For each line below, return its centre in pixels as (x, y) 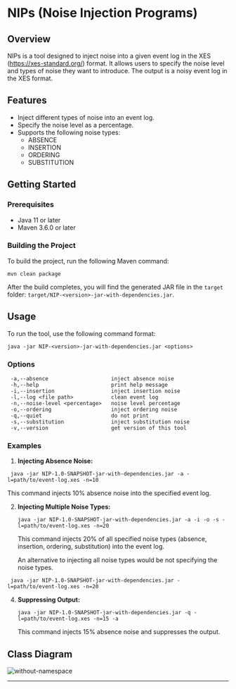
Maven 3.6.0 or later (46, 228)
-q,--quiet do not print (80, 416)
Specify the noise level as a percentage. (76, 125)
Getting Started (42, 185)
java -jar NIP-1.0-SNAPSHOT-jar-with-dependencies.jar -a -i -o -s (118, 520)
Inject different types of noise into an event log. (86, 117)
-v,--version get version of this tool (99, 428)
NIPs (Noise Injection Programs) (103, 13)
